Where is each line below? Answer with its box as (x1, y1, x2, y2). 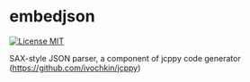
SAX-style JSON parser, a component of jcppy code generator (9, 53, 241, 63)
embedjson (9, 6, 96, 27)
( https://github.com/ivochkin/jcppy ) (9, 62, 141, 73)
